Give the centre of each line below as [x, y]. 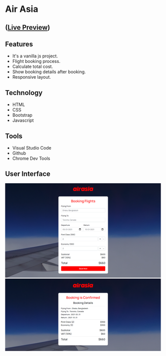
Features [19, 44]
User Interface [28, 174]
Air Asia [22, 9]
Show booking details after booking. [49, 72]
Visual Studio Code [32, 148]
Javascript [23, 120]
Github [19, 153]
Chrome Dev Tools [31, 158]
